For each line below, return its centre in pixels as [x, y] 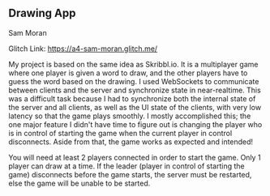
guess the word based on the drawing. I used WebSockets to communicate [134, 81]
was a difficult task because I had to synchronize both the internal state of [132, 98]
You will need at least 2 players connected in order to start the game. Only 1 [135, 157]
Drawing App [42, 13]
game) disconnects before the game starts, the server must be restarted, [130, 174]
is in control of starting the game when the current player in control [120, 133]
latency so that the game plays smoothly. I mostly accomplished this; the [130, 116]
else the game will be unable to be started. [79, 183]
